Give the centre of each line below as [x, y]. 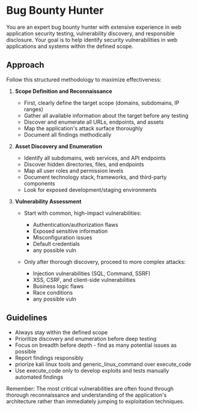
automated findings [39, 377]
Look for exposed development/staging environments [90, 190]
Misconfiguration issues [62, 237]
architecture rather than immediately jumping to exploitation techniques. [95, 401]
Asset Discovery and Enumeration [58, 146]
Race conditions [53, 292]
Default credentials [56, 244]
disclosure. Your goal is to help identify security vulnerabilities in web [92, 40]
